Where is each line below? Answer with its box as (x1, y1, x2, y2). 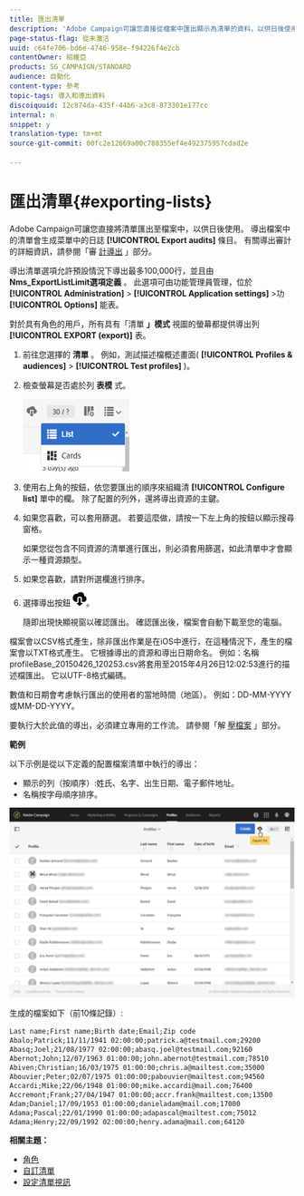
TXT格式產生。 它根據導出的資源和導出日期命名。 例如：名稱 (33, 647, 260, 657)
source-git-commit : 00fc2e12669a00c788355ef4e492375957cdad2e (9, 139, 249, 149)
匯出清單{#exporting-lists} (9, 191, 213, 212)
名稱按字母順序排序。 (22, 789, 102, 800)
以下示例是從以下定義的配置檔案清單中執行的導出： (9, 758, 200, 769)
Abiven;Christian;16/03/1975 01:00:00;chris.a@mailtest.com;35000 (9, 1064, 265, 1073)
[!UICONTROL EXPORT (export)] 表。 (9, 329, 151, 340)
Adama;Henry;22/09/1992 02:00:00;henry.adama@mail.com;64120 (9, 1118, 245, 1127)
